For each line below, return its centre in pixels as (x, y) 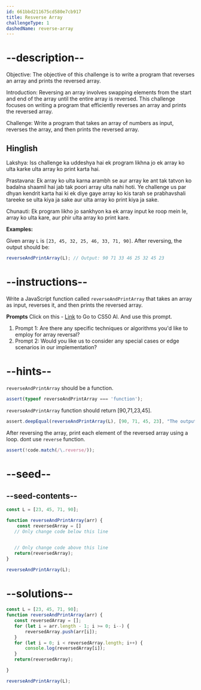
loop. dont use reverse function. (46, 439)
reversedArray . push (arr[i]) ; (61, 631)
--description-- (45, 58)
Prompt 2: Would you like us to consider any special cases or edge (97, 341)
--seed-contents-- (42, 496)
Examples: (19, 229)
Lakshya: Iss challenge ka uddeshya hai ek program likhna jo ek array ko (95, 163)
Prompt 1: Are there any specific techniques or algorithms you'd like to (101, 328)
